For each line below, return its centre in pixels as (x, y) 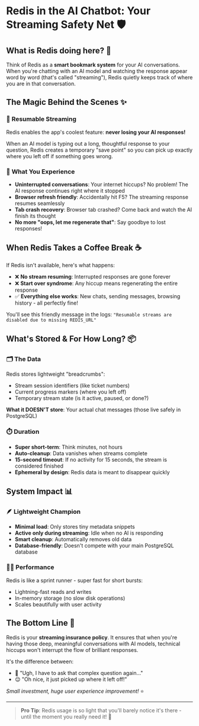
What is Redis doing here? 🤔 (59, 51)
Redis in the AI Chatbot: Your (78, 11)
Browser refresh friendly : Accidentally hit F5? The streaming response (101, 197)
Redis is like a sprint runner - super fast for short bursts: (75, 580)
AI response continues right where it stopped (70, 190)
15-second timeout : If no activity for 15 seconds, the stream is (91, 459)
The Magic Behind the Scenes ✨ (67, 102)
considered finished (39, 466)
